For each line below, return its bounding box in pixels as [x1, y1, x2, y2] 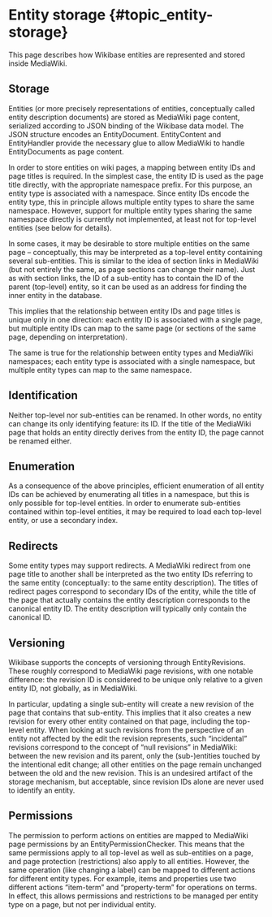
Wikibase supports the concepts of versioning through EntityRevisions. [8, 658, 246, 667]
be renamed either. [8, 436, 71, 446]
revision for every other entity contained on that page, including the [8, 716, 235, 726]
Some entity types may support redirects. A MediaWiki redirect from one [8, 560, 251, 570]
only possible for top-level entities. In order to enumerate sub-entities [8, 498, 241, 508]
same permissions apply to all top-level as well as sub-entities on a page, [8, 847, 254, 858]
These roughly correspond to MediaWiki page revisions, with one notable [8, 666, 253, 676]
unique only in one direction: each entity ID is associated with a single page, [8, 314, 263, 324]
